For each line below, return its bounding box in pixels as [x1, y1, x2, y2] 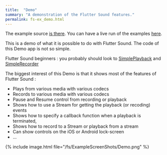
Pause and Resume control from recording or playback [12, 96, 127, 102]
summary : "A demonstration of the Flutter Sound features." [5, 12, 135, 17]
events [12, 107, 27, 114]
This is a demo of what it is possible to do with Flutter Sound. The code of [5, 40, 159, 46]
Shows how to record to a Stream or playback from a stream [12, 123, 139, 129]
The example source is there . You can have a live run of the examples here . [5, 31, 162, 37]
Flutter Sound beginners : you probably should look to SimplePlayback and [5, 56, 161, 62]
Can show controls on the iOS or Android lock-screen [12, 129, 124, 135]
